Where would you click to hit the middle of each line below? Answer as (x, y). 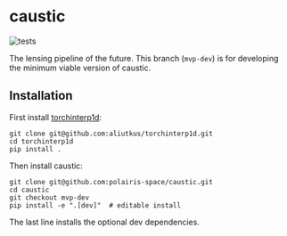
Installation (41, 96)
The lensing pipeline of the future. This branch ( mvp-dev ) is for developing (144, 58)
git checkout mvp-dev (49, 198)
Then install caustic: (46, 166)
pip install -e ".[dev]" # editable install (95, 205)
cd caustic (29, 190)
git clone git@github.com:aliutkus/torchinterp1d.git (111, 134)
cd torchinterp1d (41, 141)
